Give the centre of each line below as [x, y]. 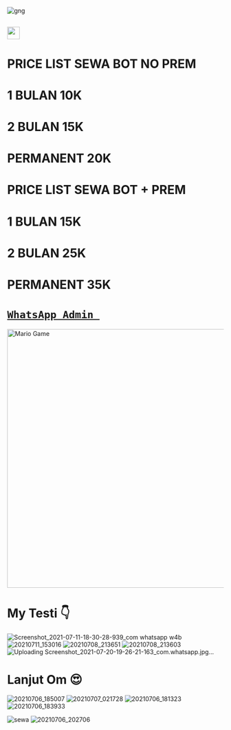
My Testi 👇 [38, 613]
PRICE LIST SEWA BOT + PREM [97, 190]
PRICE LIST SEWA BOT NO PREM [102, 64]
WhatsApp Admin [51, 315]
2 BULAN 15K [45, 127]
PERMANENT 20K [59, 158]
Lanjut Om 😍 [45, 679]
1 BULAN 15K [44, 221]
